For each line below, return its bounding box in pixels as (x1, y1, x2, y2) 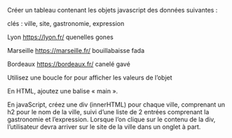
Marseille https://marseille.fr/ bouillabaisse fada (7, 47, 145, 54)
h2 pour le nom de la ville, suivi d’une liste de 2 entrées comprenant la (7, 108, 210, 116)
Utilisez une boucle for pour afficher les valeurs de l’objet (7, 73, 173, 82)
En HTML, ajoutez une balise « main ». (7, 87, 118, 95)
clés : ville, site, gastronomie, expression (7, 20, 125, 27)
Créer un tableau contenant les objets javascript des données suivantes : (7, 6, 218, 14)
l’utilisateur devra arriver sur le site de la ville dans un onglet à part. (7, 123, 201, 131)
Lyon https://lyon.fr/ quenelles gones (7, 33, 114, 41)
